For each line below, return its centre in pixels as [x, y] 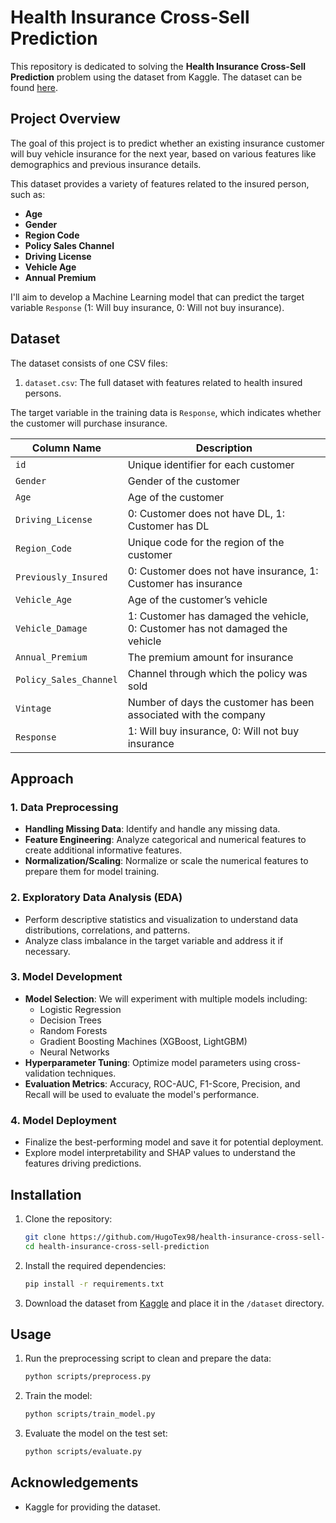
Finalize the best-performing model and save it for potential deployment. [174, 1142]
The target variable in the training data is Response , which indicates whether [166, 412]
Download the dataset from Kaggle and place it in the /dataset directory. [174, 1303]
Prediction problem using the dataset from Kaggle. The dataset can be [156, 77]
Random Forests [73, 1030]
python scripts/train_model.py [90, 1414]
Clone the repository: [68, 1218]
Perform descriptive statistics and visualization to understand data [161, 919]
